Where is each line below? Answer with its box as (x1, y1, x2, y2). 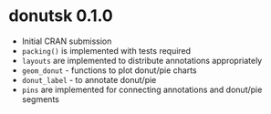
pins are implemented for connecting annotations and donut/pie (21, 84, 263, 95)
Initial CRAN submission (21, 36, 112, 47)
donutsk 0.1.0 (8, 5, 113, 26)
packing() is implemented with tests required (21, 45, 192, 56)
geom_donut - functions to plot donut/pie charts (21, 65, 197, 76)
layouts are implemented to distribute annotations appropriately (21, 55, 263, 66)
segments (21, 93, 60, 105)
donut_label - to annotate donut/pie (21, 74, 157, 85)
